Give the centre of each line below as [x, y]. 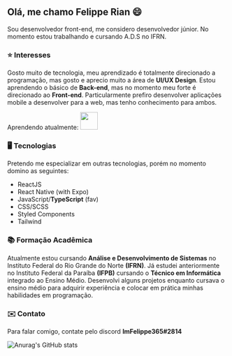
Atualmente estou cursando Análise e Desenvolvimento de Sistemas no [112, 258]
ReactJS [29, 184]
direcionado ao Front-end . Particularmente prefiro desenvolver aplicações [115, 95]
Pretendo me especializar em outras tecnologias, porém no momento [107, 163]
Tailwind [29, 222]
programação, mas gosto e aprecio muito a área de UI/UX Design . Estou [111, 80]
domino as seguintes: [38, 171]
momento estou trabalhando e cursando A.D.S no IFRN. [87, 36]
